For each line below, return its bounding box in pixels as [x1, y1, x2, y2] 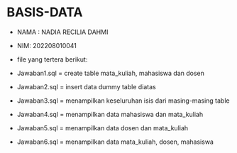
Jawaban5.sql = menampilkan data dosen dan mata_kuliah [16, 123, 189, 132]
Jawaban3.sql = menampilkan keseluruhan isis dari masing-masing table [16, 96, 230, 105]
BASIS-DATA [6, 4, 83, 21]
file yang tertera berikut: [16, 55, 88, 64]
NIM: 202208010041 [16, 41, 77, 50]
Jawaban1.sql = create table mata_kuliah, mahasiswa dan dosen [16, 69, 205, 77]
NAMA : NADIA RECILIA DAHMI [16, 28, 109, 36]
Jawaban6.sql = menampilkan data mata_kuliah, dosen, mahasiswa [16, 137, 214, 146]
